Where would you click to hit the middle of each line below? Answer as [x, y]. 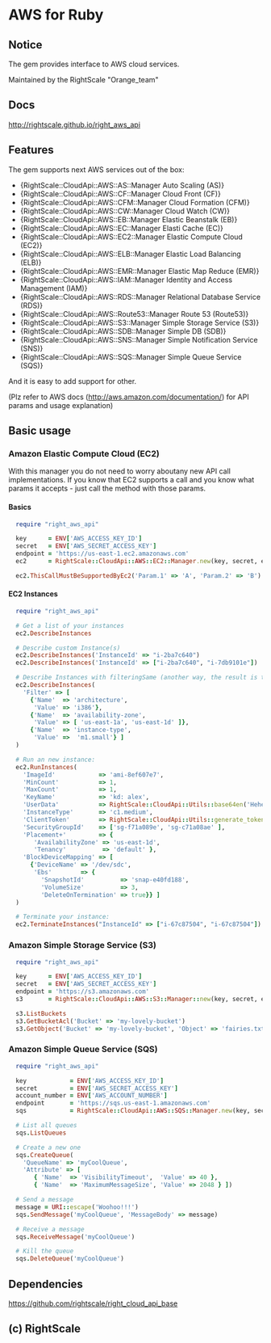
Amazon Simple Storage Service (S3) [83, 945]
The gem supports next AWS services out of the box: [96, 169]
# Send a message [45, 1200]
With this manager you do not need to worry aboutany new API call [120, 471]
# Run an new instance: [55, 760]
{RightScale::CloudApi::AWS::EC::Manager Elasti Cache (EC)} [122, 228]
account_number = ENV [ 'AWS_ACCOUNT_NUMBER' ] [92, 1096]
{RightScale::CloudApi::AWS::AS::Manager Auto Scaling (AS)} [122, 185]
